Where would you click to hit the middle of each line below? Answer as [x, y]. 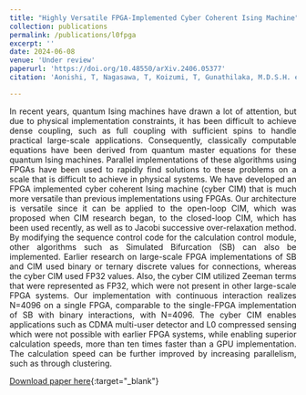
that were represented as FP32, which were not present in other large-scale [153, 286]
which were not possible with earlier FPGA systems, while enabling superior [153, 334]
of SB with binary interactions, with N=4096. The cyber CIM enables [153, 315]
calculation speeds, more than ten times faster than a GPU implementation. [153, 344]
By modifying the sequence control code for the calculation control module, [153, 237]
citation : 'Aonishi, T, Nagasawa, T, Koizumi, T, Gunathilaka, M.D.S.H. [150, 78]
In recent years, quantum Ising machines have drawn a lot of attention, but [153, 111]
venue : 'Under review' [52, 60]
